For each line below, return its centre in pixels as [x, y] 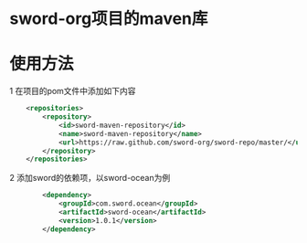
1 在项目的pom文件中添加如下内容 [73, 91]
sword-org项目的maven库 [109, 19]
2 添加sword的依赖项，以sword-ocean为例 [90, 178]
